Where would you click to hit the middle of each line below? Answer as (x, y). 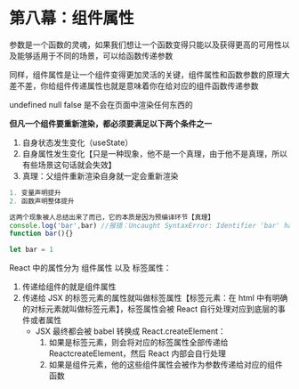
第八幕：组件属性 (72, 18)
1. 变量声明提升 (35, 192)
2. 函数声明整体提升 (42, 201)
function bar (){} (41, 234)
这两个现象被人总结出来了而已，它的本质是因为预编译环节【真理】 (112, 217)
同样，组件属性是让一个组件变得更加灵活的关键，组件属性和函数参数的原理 (145, 74)
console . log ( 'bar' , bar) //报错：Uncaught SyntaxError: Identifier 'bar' (145, 225)
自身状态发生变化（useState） (77, 142)
